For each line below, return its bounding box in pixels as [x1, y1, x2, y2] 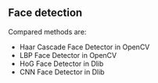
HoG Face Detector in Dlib [19, 59, 104, 68]
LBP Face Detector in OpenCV [19, 50, 117, 60]
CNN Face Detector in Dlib [19, 67, 105, 77]
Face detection [8, 6, 83, 20]
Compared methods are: [8, 27, 87, 36]
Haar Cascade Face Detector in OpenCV [19, 42, 150, 52]
